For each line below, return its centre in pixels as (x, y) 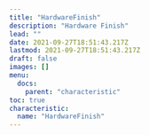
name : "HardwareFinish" (61, 116)
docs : (27, 83)
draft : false (33, 59)
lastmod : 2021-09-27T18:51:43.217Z (75, 51)
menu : (19, 75)
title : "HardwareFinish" (55, 17)
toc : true (27, 100)
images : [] (29, 67)
